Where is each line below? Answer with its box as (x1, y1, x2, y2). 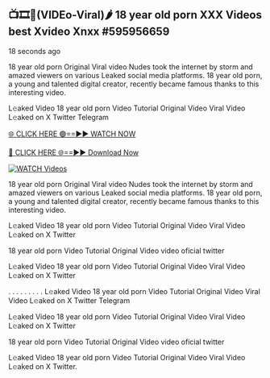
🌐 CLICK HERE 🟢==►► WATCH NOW (8, 129, 136, 139)
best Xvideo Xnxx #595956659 (8, 25, 170, 39)
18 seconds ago (8, 46, 61, 56)
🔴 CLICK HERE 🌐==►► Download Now (8, 147, 139, 157)
